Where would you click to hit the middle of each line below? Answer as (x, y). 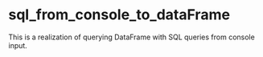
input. (18, 45)
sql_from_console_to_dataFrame (119, 15)
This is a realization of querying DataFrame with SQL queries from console (131, 37)
